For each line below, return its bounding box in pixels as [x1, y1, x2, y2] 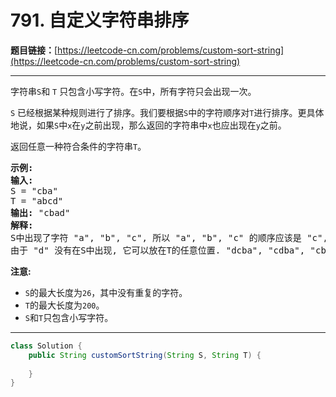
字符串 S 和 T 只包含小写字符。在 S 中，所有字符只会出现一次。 [10, 85, 257, 97]
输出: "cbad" [10, 207, 71, 218]
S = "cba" [10, 185, 58, 196]
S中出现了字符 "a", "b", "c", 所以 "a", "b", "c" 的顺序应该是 [10, 232, 302, 243]
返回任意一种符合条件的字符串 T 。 [10, 140, 147, 152]
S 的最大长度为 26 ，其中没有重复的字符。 [24, 286, 188, 298]
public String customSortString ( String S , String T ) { [28, 350, 262, 360]
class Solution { [10, 341, 83, 351]
